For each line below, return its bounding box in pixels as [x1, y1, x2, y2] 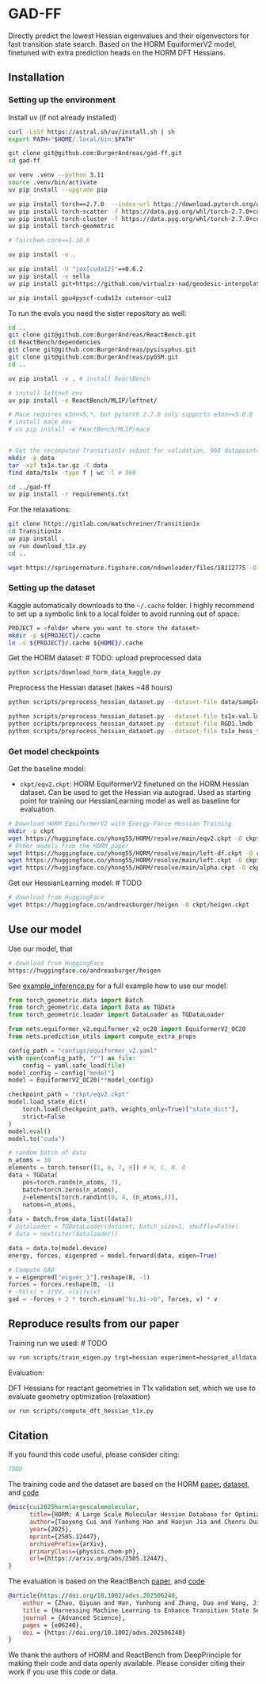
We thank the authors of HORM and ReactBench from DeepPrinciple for [8, 1650, 241, 1659]
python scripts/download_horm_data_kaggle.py [8, 668, 161, 677]
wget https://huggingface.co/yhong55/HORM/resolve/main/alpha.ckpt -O [8, 864, 246, 872]
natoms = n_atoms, [22, 1200, 77, 1208]
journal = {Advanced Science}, [22, 1614, 126, 1621]
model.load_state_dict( [8, 1098, 87, 1106]
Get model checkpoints [8, 746, 100, 757]
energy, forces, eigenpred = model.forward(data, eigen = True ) [8, 1252, 218, 1260]
